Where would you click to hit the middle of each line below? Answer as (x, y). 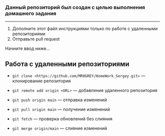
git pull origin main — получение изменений (61, 110)
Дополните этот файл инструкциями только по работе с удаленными (85, 29)
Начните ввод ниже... (27, 48)
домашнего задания (31, 13)
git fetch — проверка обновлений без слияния (62, 119)
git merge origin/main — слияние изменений (60, 128)
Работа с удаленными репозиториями (67, 64)
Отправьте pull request (36, 39)
